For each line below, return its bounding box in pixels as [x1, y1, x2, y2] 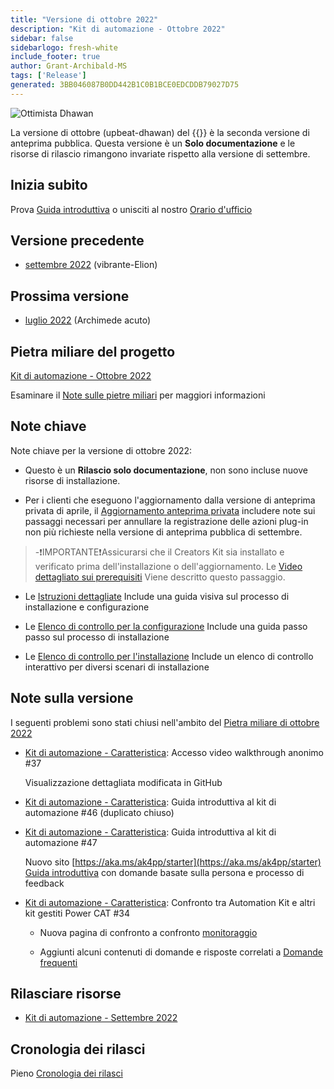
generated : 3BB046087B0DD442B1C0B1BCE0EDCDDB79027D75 [10, 80, 240, 90]
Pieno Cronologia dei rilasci [10, 1067, 123, 1080]
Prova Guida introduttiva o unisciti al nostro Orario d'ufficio [10, 203, 253, 215]
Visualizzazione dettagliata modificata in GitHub [24, 776, 223, 788]
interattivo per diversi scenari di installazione [24, 661, 210, 673]
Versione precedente [10, 232, 145, 249]
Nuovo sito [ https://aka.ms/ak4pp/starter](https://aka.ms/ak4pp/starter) [24, 856, 322, 868]
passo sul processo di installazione [24, 631, 170, 643]
